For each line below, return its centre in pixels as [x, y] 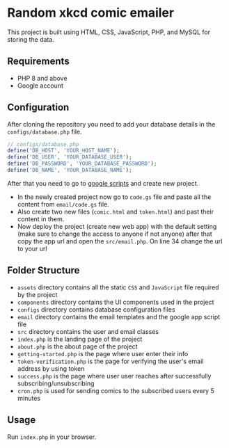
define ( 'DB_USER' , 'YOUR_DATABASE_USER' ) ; [70, 157]
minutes [29, 398]
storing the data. [31, 39]
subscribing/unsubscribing [56, 383]
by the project [37, 294]
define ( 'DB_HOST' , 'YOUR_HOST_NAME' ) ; [63, 151]
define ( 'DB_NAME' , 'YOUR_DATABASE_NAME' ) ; [70, 170]
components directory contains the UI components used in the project [116, 302]
